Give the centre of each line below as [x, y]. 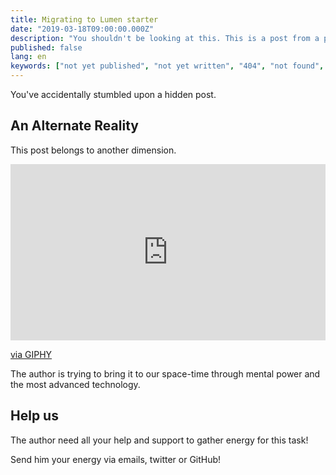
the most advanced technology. [75, 385]
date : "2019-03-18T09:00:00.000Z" [82, 29]
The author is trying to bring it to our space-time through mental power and [165, 374]
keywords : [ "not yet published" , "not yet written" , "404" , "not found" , [167, 66]
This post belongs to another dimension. [93, 150]
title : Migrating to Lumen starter [84, 19]
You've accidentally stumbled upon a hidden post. [113, 94]
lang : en [28, 57]
